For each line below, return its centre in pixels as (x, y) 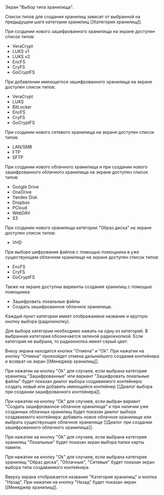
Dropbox (21, 203)
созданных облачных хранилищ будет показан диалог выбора (70, 412)
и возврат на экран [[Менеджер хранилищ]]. (52, 361)
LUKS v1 (21, 51)
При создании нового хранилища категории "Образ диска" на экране (78, 228)
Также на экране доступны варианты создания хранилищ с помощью (79, 287)
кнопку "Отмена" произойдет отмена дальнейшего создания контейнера (82, 356)
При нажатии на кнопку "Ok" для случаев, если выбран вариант (73, 401)
